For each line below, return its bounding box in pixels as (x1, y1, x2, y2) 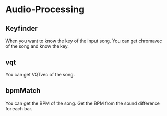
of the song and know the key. (5, 43, 69, 49)
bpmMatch (5, 86, 41, 95)
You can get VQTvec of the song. (5, 71, 75, 78)
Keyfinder (5, 24, 38, 33)
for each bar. (5, 105, 32, 111)
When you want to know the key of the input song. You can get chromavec (5, 37, 162, 44)
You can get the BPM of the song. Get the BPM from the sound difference (5, 100, 160, 106)
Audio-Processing (5, 4, 85, 15)
